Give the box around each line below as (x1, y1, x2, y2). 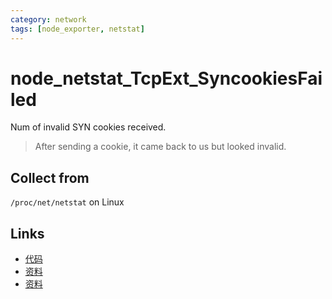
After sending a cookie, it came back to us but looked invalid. (34, 141, 287, 153)
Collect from (10, 169, 90, 186)
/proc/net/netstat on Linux (10, 196, 125, 208)
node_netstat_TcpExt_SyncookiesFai (10, 67, 323, 90)
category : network (10, 14, 87, 25)
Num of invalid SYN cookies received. (10, 121, 167, 133)
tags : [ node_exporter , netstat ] (10, 24, 145, 34)
